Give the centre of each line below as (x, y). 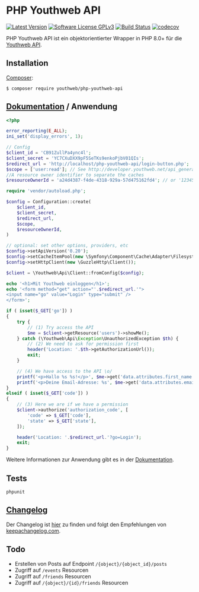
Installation (27, 63)
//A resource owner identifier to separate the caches (75, 175)
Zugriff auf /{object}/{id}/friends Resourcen (71, 582)
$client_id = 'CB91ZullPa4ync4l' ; (49, 153)
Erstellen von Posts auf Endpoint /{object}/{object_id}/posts (91, 563)
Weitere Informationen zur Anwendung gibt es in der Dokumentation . (90, 460)
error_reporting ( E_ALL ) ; (37, 131)
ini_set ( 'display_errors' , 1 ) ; (45, 137)
